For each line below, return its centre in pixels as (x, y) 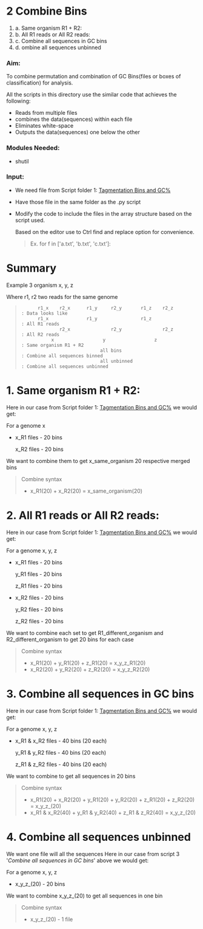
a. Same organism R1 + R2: (48, 28)
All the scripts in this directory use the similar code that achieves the (92, 95)
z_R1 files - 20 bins (38, 586)
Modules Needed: (33, 148)
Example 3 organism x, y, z (40, 285)
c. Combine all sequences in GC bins (61, 41)
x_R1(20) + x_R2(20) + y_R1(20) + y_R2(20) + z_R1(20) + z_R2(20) (112, 800)
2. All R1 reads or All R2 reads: (83, 515)
